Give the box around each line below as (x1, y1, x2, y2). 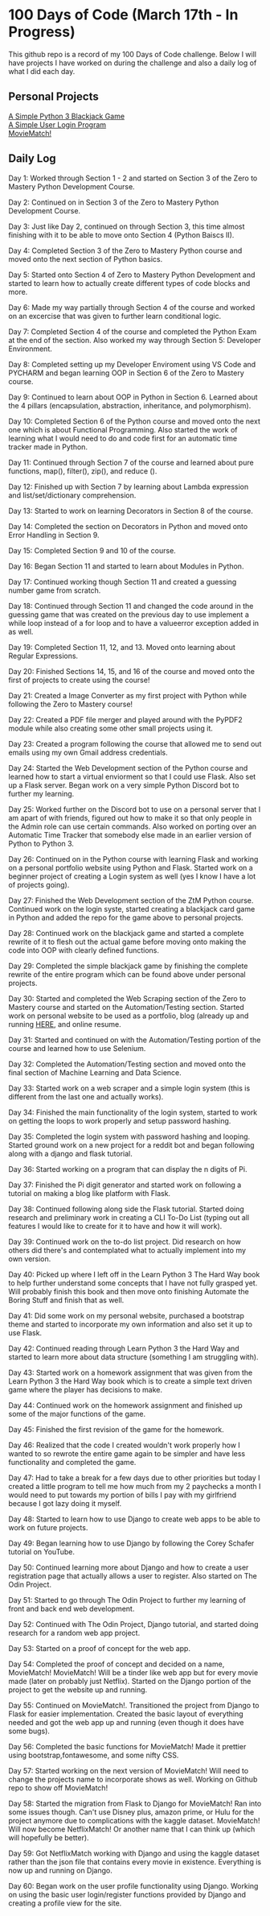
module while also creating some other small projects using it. (8, 723, 213, 733)
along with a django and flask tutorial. (8, 1148, 133, 1158)
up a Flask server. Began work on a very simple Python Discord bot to (8, 780, 239, 790)
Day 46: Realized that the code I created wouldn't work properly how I (8, 1440, 241, 1450)
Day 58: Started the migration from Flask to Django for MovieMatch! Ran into (8, 1798, 262, 1808)
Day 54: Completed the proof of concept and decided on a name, (8, 1659, 225, 1669)
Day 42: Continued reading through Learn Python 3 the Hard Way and (8, 1343, 239, 1353)
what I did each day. (8, 66, 76, 76)
